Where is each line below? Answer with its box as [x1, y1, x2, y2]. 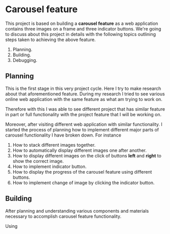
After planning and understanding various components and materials [5, 208, 149, 214]
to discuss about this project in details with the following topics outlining [5, 31, 156, 37]
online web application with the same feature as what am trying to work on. [5, 96, 162, 102]
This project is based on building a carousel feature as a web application [5, 20, 158, 26]
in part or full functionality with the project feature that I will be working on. [5, 111, 162, 117]
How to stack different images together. [12, 142, 96, 148]
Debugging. [12, 57, 38, 63]
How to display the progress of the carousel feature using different [12, 169, 152, 175]
